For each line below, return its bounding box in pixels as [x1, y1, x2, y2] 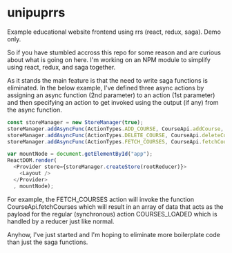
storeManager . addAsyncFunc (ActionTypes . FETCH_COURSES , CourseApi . [7, 138, 202, 145]
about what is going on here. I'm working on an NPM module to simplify [7, 55, 211, 63]
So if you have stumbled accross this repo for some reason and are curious [7, 48, 221, 57]
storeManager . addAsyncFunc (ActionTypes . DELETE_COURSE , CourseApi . [7, 132, 202, 139]
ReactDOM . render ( [7, 157, 57, 164]
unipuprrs [7, 5, 66, 21]
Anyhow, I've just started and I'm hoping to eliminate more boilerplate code [7, 230, 221, 239]
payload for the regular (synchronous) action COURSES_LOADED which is [7, 210, 217, 218]
